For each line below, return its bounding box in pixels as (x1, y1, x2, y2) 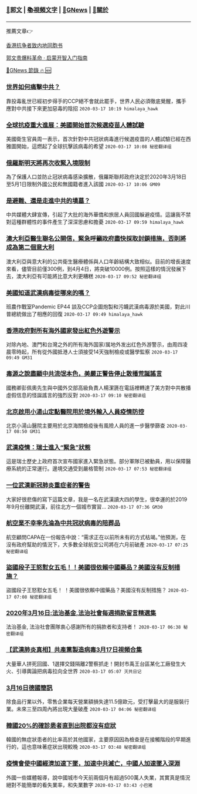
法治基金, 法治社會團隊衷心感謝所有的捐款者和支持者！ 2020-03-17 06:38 (6, 623, 181, 630)
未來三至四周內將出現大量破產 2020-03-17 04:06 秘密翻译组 (16, 705, 157, 712)
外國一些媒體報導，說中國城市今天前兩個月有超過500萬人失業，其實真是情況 (6, 774, 191, 781)
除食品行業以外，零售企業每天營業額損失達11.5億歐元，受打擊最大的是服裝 (6, 698, 185, 705)
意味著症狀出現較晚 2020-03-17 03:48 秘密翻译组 (31, 743, 147, 751)
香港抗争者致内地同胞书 (6, 42, 63, 49)
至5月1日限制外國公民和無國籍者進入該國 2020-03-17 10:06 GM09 (6, 181, 161, 188)
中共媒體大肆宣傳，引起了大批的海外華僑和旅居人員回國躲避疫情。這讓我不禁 (6, 211, 191, 218)
